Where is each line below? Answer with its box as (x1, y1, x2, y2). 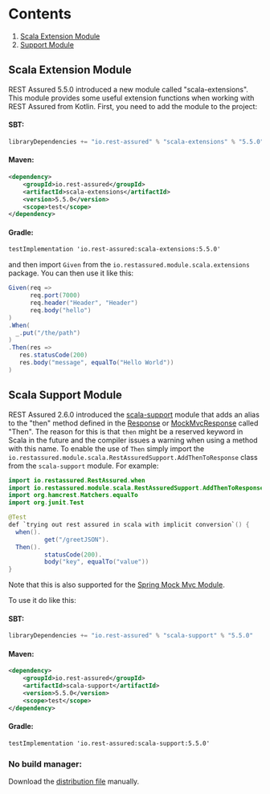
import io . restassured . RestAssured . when (8, 476, 146, 484)
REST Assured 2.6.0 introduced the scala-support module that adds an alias (8, 409, 260, 419)
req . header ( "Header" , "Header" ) (29, 299, 138, 307)
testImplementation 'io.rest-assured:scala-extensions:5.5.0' (8, 246, 221, 254)
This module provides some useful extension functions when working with (8, 93, 255, 103)
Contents (8, 5, 72, 23)
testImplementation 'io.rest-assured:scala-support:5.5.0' (8, 739, 211, 747)
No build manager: (8, 758, 83, 769)
